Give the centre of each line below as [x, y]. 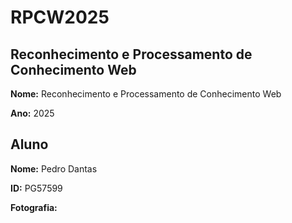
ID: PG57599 [36, 188]
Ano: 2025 [32, 113]
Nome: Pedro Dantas [54, 168]
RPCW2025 [60, 17]
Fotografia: [34, 207]
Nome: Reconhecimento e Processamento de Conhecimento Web [146, 94]
